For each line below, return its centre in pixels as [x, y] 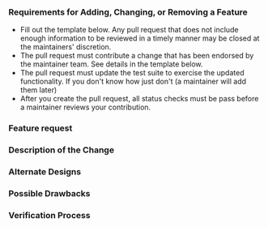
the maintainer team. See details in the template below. [112, 64]
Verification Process [49, 215]
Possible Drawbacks [49, 193]
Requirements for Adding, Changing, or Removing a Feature [128, 12]
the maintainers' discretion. [66, 47]
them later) [38, 90]
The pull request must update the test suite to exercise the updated [132, 73]
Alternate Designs [45, 172]
